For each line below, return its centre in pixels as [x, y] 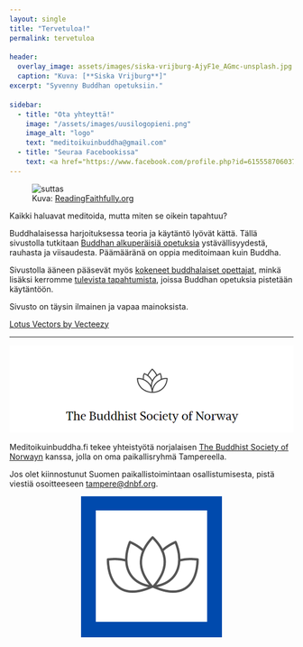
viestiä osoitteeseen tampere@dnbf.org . [84, 484]
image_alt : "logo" [60, 134]
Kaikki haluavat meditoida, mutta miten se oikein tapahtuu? [119, 216]
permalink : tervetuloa [52, 38]
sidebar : [26, 105]
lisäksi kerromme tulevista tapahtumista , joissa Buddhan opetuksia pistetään [151, 279]
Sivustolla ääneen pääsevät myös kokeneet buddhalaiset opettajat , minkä [145, 270]
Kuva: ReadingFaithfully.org [83, 198]
